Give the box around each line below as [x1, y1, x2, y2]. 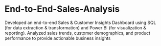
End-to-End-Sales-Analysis [4, 3, 120, 15]
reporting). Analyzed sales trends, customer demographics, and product [4, 30, 150, 36]
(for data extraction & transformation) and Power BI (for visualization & [4, 24, 146, 30]
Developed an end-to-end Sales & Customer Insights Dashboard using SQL [4, 20, 156, 25]
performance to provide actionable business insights [4, 35, 111, 41]
